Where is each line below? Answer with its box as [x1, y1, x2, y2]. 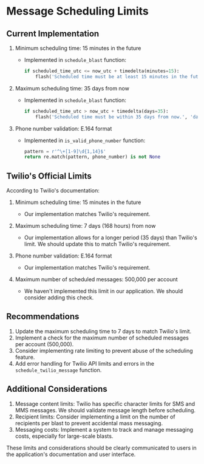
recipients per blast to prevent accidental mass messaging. [15, 419, 163, 426]
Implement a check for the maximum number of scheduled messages [15, 334, 189, 341]
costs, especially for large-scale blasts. [15, 432, 114, 440]
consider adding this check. [24, 294, 94, 301]
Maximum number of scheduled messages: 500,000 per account [15, 276, 178, 283]
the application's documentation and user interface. [6, 451, 136, 458]
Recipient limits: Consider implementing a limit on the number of [15, 413, 175, 420]
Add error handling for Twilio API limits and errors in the [15, 360, 155, 367]
